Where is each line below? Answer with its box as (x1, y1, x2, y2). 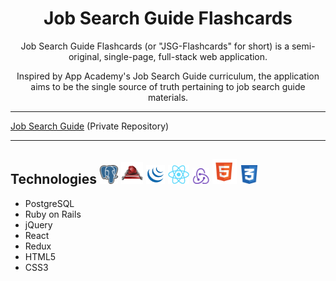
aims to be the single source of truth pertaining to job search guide (30, 80, 306, 92)
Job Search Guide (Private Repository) (10, 120, 170, 132)
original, (68, 50, 102, 62)
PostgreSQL (24, 197, 75, 209)
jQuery (24, 218, 53, 231)
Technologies (10, 171, 98, 188)
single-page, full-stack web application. (103, 50, 268, 62)
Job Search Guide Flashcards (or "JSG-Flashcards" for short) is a (20, 40, 290, 52)
